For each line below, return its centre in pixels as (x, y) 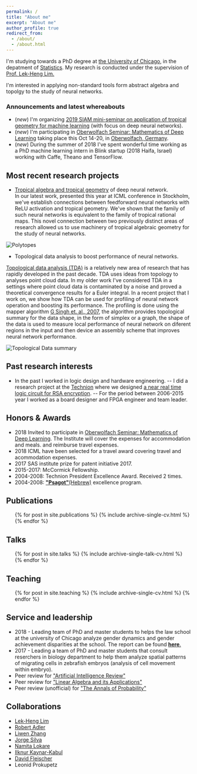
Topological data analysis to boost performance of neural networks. (96, 256)
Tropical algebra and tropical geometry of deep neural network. (91, 190)
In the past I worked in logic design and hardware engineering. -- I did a (101, 381)
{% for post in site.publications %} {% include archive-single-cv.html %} (102, 515)
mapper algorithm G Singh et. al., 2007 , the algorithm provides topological (95, 311)
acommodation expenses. (46, 457)
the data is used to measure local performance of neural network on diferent (98, 324)
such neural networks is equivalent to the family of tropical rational (95, 214)
